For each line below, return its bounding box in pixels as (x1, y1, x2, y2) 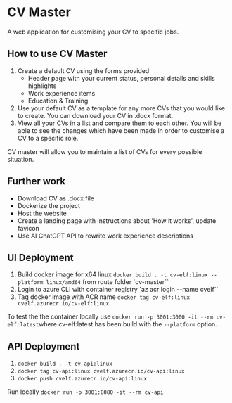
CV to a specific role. (17, 134, 79, 142)
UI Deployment (7, 251, 74, 264)
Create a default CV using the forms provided (17, 66, 150, 75)
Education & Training (27, 96, 89, 105)
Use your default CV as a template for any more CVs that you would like (17, 103, 226, 113)
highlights (27, 82, 57, 90)
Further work (7, 175, 66, 187)
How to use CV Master (7, 48, 108, 60)
